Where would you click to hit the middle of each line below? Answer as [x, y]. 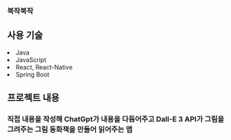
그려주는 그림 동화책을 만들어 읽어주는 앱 [70, 130]
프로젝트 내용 [33, 98]
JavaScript [31, 59]
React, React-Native [44, 67]
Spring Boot [33, 74]
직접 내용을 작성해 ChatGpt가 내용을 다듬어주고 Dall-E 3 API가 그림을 [116, 119]
